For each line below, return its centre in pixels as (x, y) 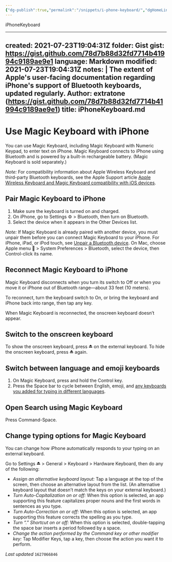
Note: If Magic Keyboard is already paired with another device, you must (82, 232)
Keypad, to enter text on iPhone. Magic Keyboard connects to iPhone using (84, 151)
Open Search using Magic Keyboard (64, 407)
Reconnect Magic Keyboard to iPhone (67, 270)
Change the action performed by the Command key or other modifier (85, 533)
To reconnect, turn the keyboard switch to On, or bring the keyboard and (82, 297)
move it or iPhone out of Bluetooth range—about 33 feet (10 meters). (78, 288)
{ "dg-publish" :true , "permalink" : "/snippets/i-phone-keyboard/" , (75, 10)
